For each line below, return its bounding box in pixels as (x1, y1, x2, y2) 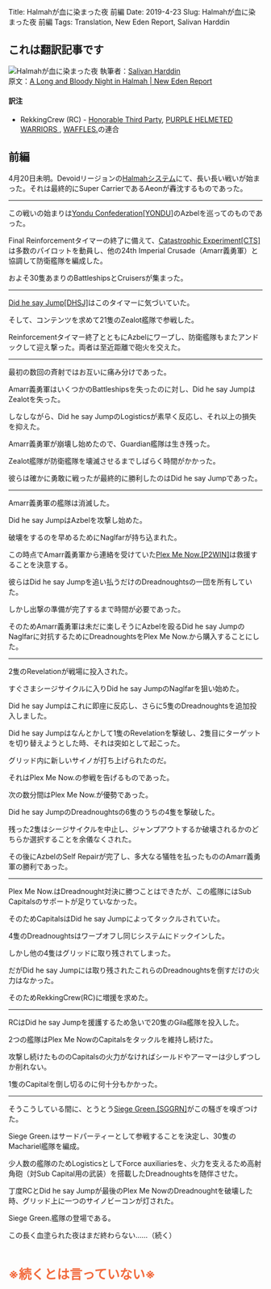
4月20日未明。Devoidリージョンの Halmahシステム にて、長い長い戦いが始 (8, 173, 254, 183)
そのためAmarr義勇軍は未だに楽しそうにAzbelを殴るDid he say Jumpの (8, 621, 245, 631)
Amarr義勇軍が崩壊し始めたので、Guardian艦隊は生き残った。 (8, 439, 215, 448)
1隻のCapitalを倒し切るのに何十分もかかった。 (8, 1079, 162, 1088)
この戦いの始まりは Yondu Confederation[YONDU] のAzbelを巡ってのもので (8, 208, 256, 218)
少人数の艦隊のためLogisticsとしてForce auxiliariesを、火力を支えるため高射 (8, 1158, 262, 1168)
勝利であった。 (22, 861, 73, 871)
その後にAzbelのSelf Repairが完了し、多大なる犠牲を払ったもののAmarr (8, 851, 247, 861)
